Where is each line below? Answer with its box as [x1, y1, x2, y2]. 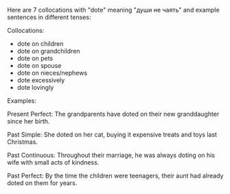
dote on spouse [16, 62, 62, 69]
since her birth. [7, 117, 50, 125]
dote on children [16, 40, 64, 47]
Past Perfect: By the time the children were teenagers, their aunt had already [7, 171, 224, 180]
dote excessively [16, 76, 65, 84]
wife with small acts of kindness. [7, 158, 100, 167]
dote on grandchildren [16, 47, 80, 55]
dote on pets [16, 54, 54, 62]
